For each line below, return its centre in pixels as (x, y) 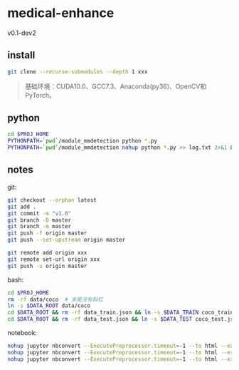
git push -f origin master (47, 233)
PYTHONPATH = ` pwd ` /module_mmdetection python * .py (83, 141)
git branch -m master (39, 227)
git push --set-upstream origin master (67, 240)
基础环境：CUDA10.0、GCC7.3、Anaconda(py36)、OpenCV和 (116, 86)
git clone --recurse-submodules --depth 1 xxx (78, 72)
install (21, 55)
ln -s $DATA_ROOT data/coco (49, 306)
